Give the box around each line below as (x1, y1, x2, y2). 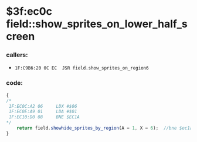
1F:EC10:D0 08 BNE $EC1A (8, 114, 80, 120)
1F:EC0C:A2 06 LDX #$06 (8, 103, 77, 109)
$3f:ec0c (6, 5, 53, 18)
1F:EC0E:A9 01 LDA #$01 (8, 108, 77, 115)
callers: (6, 51, 28, 59)
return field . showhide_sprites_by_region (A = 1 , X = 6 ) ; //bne (16, 126, 177, 131)
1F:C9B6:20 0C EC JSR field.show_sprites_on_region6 (14, 65, 149, 71)
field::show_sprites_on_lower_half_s (6, 17, 188, 31)
